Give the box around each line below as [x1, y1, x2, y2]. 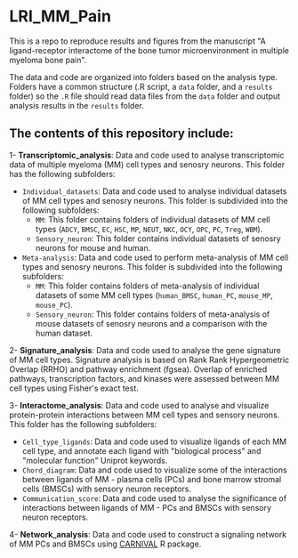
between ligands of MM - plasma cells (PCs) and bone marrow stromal [21, 473, 282, 484]
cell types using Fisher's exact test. [9, 383, 140, 393]
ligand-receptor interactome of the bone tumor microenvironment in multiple [9, 44, 289, 55]
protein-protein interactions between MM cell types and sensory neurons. [9, 409, 280, 420]
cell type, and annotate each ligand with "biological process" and [21, 445, 262, 456]
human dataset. [35, 328, 93, 338]
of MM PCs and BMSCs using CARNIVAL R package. [9, 538, 202, 549]
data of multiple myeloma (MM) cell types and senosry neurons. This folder [9, 158, 286, 170]
